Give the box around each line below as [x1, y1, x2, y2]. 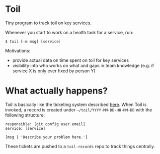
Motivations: [5, 48, 31, 53]
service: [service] [5, 126, 46, 131]
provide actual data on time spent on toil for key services [12, 57, 129, 63]
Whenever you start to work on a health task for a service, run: [5, 29, 134, 35]
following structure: [5, 112, 45, 118]
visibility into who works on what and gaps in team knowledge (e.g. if [12, 62, 154, 68]
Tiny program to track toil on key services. [5, 20, 92, 26]
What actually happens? [5, 85, 108, 97]
